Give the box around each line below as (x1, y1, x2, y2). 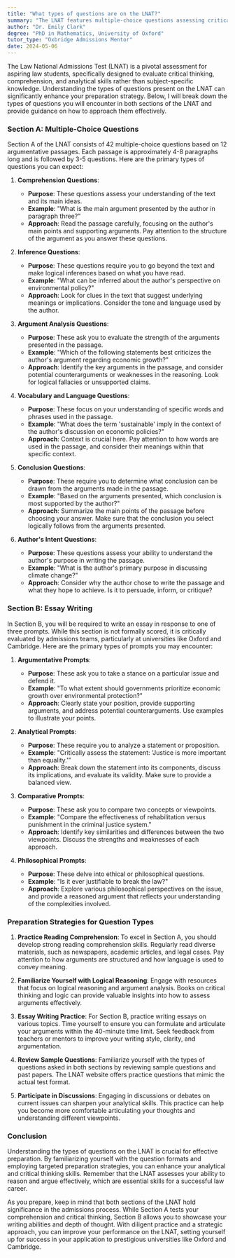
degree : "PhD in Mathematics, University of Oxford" (7, 29, 164, 37)
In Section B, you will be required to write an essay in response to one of (7, 620, 216, 628)
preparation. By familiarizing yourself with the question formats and (7, 1154, 201, 1163)
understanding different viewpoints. (17, 1114, 120, 1122)
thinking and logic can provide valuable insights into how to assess (17, 991, 211, 999)
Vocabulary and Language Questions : (17, 392, 130, 400)
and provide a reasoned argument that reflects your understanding (27, 891, 220, 901)
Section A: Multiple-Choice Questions (7, 124, 139, 134)
